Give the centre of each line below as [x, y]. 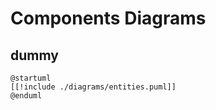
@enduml [26, 96]
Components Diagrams [108, 18]
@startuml [31, 78]
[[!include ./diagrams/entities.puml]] [93, 87]
